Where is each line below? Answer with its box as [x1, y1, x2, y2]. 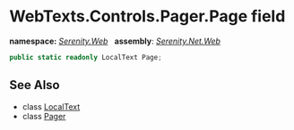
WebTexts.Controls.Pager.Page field [9, 6, 286, 27]
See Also [9, 77, 60, 93]
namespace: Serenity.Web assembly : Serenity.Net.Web [9, 36, 221, 46]
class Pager [22, 110, 66, 121]
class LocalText [22, 101, 81, 112]
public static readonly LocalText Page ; [9, 53, 163, 61]
